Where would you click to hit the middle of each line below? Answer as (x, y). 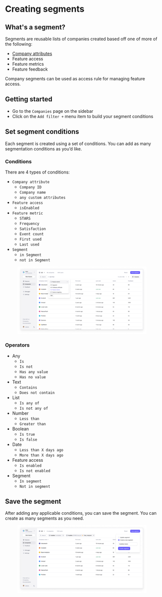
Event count (31, 234)
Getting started (29, 99)
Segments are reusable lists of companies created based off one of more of (81, 39)
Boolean (20, 429)
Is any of (30, 403)
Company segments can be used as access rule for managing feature (75, 79)
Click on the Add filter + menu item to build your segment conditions (83, 116)
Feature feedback (30, 69)
